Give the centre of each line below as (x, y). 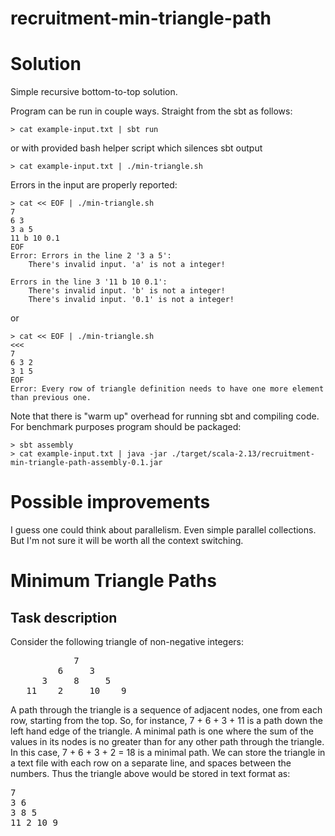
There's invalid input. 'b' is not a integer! (127, 291)
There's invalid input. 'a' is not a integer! (127, 265)
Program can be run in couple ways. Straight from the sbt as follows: (151, 111)
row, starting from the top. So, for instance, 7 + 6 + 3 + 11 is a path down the (166, 721)
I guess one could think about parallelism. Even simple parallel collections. (163, 530)
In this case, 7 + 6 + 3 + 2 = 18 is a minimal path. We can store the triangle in (168, 753)
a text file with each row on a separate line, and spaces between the (151, 763)
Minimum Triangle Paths (113, 581)
